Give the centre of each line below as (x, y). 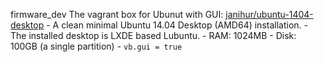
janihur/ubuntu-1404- (269, 14)
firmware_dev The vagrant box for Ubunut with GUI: (117, 14)
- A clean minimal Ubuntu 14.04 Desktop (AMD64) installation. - (177, 25)
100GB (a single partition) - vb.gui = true (96, 46)
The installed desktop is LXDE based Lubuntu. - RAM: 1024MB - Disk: (153, 35)
